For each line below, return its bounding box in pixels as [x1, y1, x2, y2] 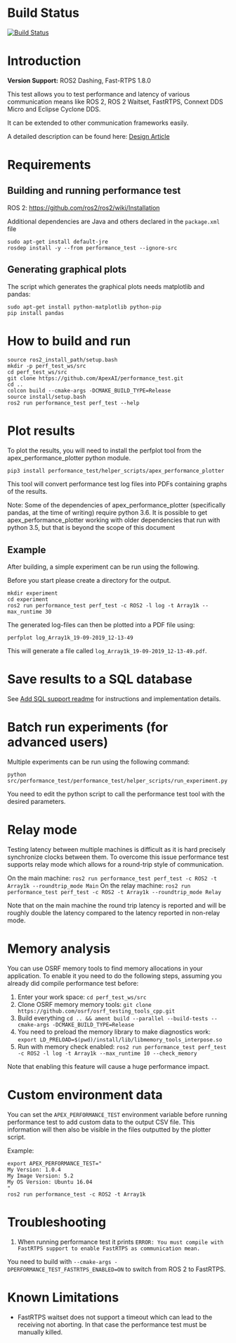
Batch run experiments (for [7, 719, 169, 736]
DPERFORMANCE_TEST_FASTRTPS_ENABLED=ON [7, 1266, 124, 1273]
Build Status [7, 5, 79, 21]
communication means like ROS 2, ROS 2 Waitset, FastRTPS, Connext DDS [7, 97, 223, 106]
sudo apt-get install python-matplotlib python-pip [7, 303, 162, 311]
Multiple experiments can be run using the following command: [7, 757, 190, 766]
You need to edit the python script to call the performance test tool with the [7, 790, 225, 798]
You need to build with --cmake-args [7, 1257, 112, 1265]
